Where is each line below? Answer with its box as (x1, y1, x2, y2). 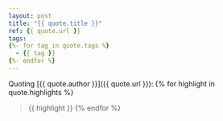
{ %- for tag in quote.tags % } (8, 42, 110, 50)
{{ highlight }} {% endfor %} (27, 102, 121, 113)
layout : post (8, 11, 52, 20)
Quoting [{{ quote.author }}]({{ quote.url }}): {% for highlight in (8, 78, 216, 89)
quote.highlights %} (8, 87, 74, 97)
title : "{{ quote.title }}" (8, 19, 103, 27)
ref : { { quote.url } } (8, 27, 81, 35)
